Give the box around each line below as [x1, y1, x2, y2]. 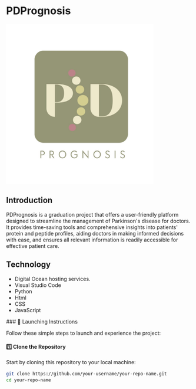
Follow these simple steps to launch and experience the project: [6, 329, 161, 336]
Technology [6, 260, 51, 270]
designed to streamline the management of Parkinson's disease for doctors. [6, 217, 191, 224]
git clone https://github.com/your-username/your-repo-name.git [6, 371, 167, 377]
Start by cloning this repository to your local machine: [6, 358, 137, 365]
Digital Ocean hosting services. [14, 275, 91, 282]
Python [14, 287, 32, 295]
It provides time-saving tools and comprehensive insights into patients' [6, 223, 178, 231]
